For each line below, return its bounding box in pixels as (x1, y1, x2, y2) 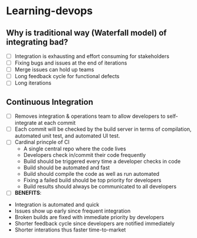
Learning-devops (6, 4, 93, 18)
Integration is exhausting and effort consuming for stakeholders (14, 53, 170, 60)
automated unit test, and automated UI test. (14, 132, 120, 140)
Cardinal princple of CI (14, 139, 70, 146)
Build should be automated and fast (23, 164, 110, 171)
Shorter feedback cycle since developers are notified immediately (14, 220, 175, 227)
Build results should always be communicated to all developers (23, 183, 177, 190)
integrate (14, 120, 37, 127)
